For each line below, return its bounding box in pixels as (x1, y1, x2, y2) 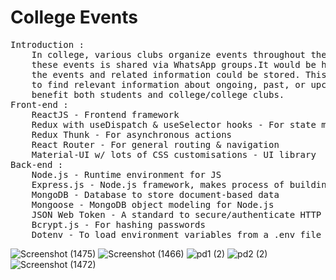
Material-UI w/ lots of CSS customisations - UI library (31, 149, 317, 160)
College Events (10, 6, 138, 29)
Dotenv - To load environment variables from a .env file (31, 229, 322, 240)
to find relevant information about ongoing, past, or (31, 79, 307, 90)
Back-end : (10, 159, 64, 170)
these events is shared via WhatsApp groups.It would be (31, 59, 317, 70)
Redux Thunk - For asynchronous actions (31, 129, 233, 140)
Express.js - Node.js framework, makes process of (31, 179, 285, 190)
